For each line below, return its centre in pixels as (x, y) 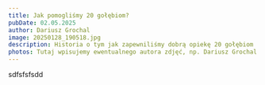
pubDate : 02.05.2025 (42, 23)
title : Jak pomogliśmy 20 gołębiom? (69, 15)
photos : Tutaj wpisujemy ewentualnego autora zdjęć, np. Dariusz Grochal (133, 52)
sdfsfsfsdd (26, 74)
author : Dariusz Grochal (49, 30)
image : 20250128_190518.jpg (55, 37)
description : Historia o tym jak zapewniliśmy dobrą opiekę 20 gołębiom (131, 45)
